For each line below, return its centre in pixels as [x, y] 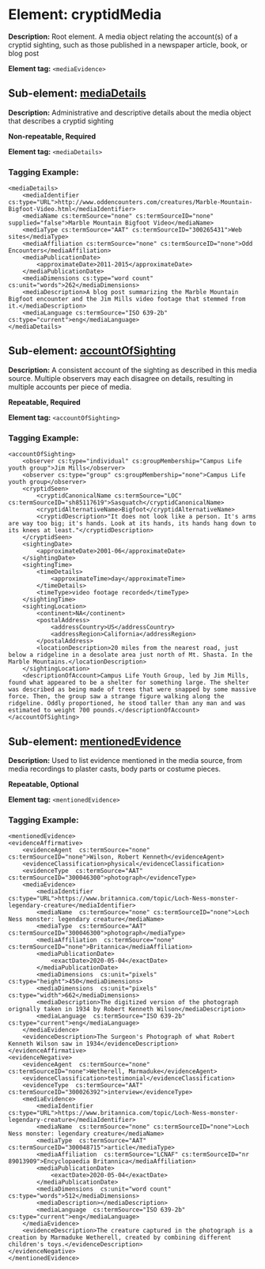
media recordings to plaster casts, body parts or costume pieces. [115, 769]
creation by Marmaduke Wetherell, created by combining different [120, 1238]
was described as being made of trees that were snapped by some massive [132, 689]
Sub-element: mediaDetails [77, 94]
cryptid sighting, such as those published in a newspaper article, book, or [128, 44]
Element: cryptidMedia [85, 15]
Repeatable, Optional [44, 784]
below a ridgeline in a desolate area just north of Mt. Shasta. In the [131, 655]
